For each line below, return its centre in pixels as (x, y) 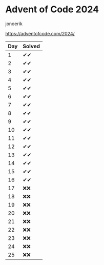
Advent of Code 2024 (52, 9)
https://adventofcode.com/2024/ (40, 33)
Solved (31, 46)
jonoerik (14, 24)
